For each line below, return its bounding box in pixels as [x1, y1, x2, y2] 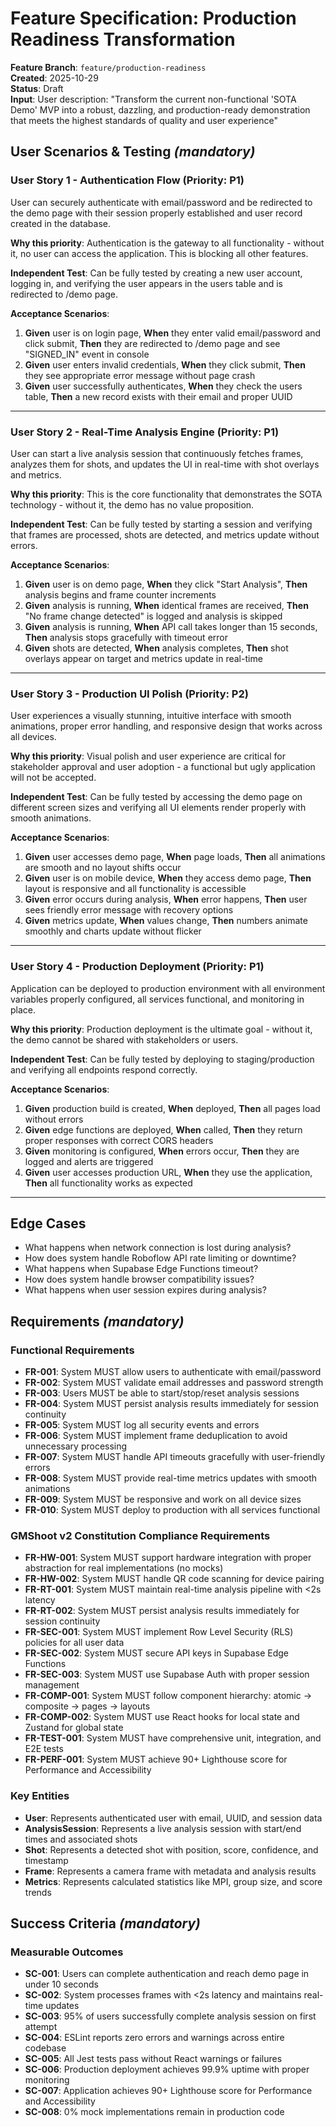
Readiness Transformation [10, 28, 236, 51]
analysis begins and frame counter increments [24, 588, 217, 601]
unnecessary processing [24, 1440, 128, 1452]
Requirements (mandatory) [10, 1313, 185, 1330]
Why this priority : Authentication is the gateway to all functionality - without [10, 237, 325, 249]
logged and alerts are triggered [24, 1155, 154, 1167]
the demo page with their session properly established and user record [10, 207, 303, 219]
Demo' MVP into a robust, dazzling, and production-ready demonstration [10, 103, 311, 116]
